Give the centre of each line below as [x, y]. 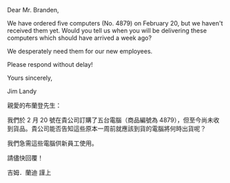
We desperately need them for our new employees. [80, 51]
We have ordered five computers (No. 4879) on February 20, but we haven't [115, 23]
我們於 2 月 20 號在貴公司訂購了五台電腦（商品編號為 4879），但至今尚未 [110, 120]
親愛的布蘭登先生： [34, 105]
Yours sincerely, [30, 78]
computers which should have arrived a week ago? [80, 38]
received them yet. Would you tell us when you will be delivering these [107, 31]
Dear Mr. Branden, [33, 10]
